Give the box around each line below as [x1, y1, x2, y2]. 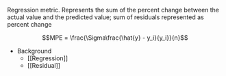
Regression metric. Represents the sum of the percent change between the [7, 6, 220, 14]
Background [16, 47, 52, 55]
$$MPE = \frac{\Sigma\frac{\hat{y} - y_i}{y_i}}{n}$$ [42, 34, 188, 42]
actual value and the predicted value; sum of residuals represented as [7, 13, 204, 21]
